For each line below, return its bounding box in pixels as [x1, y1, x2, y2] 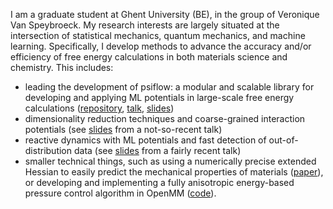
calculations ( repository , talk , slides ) [24, 102, 175, 114]
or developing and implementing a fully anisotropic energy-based [24, 177, 295, 188]
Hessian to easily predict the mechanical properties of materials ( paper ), [24, 166, 324, 178]
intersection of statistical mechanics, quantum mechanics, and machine [10, 30, 306, 41]
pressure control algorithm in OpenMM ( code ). [24, 187, 217, 199]
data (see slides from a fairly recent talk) [73, 145, 242, 156]
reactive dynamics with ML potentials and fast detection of [24, 134, 267, 146]
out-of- [268, 134, 299, 146]
